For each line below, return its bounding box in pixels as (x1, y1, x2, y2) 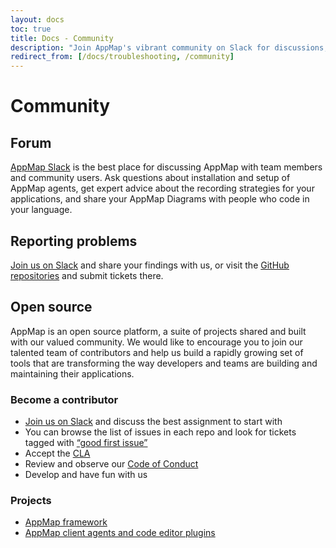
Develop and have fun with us (24, 469, 148, 481)
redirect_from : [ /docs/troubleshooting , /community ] (10, 52, 235, 62)
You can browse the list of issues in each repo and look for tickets (24, 426, 297, 438)
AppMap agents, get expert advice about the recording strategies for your (10, 182, 315, 195)
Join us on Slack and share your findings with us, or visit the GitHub (10, 259, 290, 271)
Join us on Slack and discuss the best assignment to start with (24, 416, 283, 428)
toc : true (10, 24, 52, 34)
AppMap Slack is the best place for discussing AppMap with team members (10, 161, 323, 173)
